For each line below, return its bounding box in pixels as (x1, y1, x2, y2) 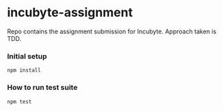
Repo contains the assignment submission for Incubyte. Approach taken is (7, 27, 217, 35)
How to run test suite (7, 83, 78, 93)
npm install (7, 67, 41, 74)
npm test (7, 98, 32, 105)
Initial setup (7, 51, 47, 61)
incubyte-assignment (7, 5, 133, 20)
